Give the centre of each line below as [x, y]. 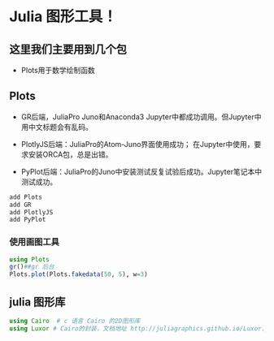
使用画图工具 [35, 242]
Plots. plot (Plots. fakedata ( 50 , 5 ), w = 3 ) [79, 274]
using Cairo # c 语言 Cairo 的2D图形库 [75, 322]
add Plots [26, 197]
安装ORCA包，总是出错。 [70, 154]
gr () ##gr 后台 [32, 267]
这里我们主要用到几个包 [68, 49]
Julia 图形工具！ [63, 17]
